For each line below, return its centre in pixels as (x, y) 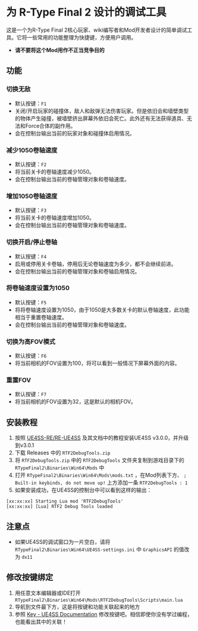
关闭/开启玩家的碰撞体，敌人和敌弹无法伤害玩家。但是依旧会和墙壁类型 (102, 110)
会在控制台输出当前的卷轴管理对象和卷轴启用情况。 (77, 271)
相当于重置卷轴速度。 (41, 317)
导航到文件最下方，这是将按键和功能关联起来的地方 (77, 607)
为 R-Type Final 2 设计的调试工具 (86, 12)
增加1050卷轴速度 (32, 196)
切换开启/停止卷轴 (32, 242)
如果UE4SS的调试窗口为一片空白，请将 (62, 542)
